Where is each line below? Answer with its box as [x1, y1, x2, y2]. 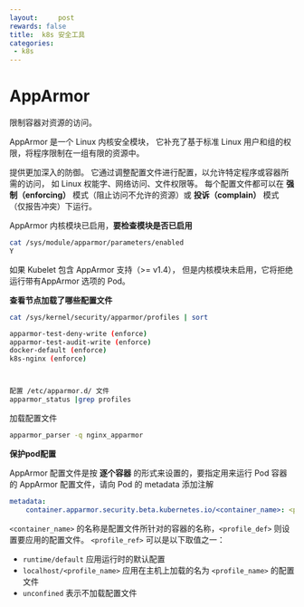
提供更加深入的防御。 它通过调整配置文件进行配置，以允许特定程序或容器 [9, 167, 281, 178]
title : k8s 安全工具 [9, 30, 86, 39]
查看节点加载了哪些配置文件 [9, 294, 113, 305]
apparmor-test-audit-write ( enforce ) [9, 337, 152, 347]
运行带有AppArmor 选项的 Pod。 [9, 275, 131, 286]
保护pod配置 [9, 448, 57, 458]
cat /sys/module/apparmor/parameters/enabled [9, 238, 184, 247]
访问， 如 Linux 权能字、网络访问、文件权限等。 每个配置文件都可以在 [24, 178, 285, 189]
